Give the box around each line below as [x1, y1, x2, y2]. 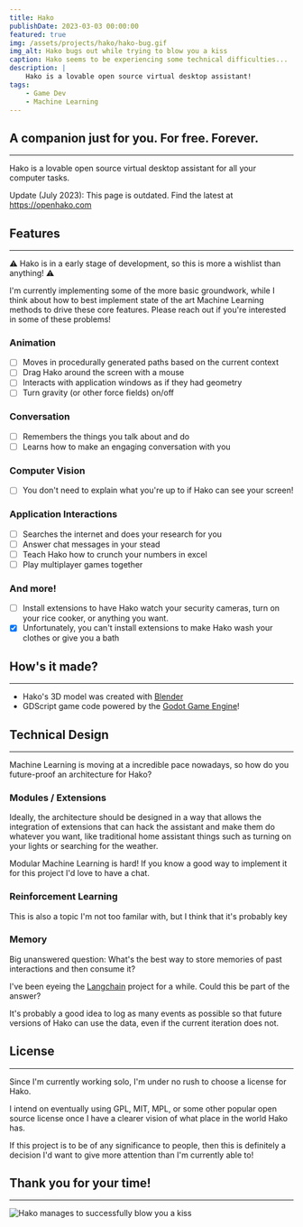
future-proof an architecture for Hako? [9, 769, 152, 780]
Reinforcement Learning [9, 890, 119, 903]
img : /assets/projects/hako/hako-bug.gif [9, 38, 168, 48]
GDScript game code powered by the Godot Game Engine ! [22, 701, 241, 712]
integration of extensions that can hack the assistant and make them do [9, 822, 275, 833]
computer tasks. [9, 172, 70, 183]
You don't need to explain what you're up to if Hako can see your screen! [22, 484, 294, 496]
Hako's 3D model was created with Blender [22, 691, 184, 702]
